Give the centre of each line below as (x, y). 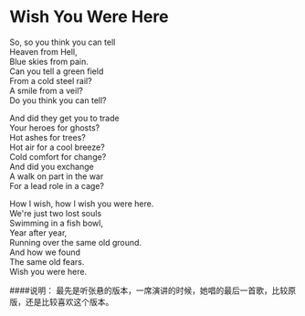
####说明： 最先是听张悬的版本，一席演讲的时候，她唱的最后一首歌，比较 (149, 290)
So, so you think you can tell (63, 42)
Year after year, (38, 232)
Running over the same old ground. (76, 242)
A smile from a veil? (47, 90)
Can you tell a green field (57, 71)
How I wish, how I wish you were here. (82, 204)
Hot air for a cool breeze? (57, 147)
